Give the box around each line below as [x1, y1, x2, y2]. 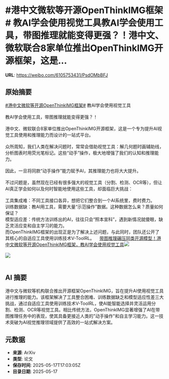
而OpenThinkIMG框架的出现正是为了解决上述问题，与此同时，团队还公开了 [5, 229, 160, 235]
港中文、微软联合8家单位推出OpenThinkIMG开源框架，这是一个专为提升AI [5, 125, 158, 132]
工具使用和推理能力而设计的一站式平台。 [9, 132, 94, 138]
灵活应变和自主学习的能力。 [9, 222, 67, 228]
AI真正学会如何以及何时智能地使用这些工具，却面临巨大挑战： [5, 185, 133, 192]
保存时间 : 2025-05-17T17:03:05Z [12, 362, 81, 368]
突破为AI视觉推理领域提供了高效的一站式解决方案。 [9, 319, 116, 325]
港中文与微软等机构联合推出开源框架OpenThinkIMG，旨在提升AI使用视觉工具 [5, 288, 164, 294]
